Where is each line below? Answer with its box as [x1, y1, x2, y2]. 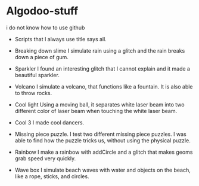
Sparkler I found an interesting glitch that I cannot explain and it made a [14, 65, 191, 72]
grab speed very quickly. [14, 154, 76, 162]
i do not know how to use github [6, 24, 85, 31]
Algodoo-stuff [6, 4, 79, 18]
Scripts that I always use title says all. [14, 35, 107, 42]
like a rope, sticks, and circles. [14, 172, 89, 180]
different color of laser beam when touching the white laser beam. [14, 107, 178, 114]
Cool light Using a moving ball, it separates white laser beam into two [14, 100, 185, 108]
